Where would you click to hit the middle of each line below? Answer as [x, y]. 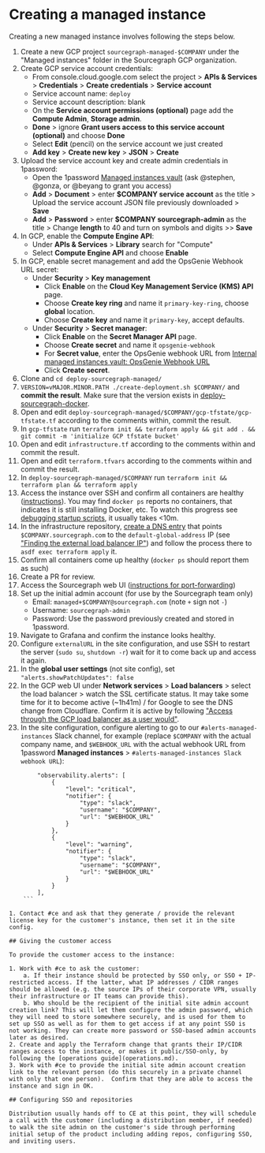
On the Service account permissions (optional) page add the [132, 110]
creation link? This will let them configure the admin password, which [131, 1010]
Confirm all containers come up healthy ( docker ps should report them [134, 560]
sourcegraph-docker [54, 403]
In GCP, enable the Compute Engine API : [87, 236]
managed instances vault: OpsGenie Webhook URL [127, 361]
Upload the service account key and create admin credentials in [124, 160]
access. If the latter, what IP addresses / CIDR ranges [143, 982]
